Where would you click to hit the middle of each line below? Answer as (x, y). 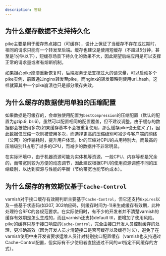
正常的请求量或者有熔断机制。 (35, 62)
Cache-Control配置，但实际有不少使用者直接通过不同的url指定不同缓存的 (79, 243)
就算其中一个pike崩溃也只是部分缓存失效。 (53, 85)
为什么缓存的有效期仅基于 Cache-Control (66, 186)
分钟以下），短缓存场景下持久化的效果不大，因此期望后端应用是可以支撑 (88, 56)
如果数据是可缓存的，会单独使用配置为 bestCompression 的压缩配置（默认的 (81, 115)
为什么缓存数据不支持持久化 (48, 31)
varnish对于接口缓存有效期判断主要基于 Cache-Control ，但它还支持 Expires (81, 199)
